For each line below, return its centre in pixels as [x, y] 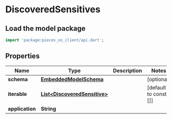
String [48, 109]
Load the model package [46, 28]
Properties [23, 56]
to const [157, 94]
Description [127, 70]
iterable [17, 94]
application [22, 109]
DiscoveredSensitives [53, 9]
